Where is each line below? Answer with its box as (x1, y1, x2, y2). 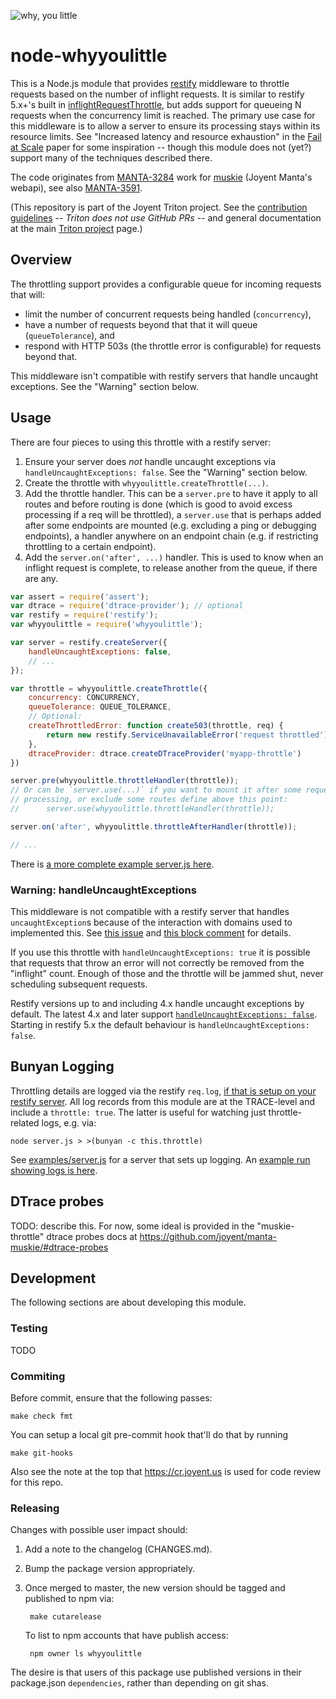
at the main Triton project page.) (10, 222, 143, 234)
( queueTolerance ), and (24, 329, 115, 341)
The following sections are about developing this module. (10, 1296, 247, 1309)
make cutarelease (29, 1612, 102, 1622)
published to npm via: (24, 1593, 115, 1605)
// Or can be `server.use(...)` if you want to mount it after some (10, 785, 302, 795)
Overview (10, 251, 73, 269)
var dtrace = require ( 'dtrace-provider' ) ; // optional (10, 601, 244, 611)
